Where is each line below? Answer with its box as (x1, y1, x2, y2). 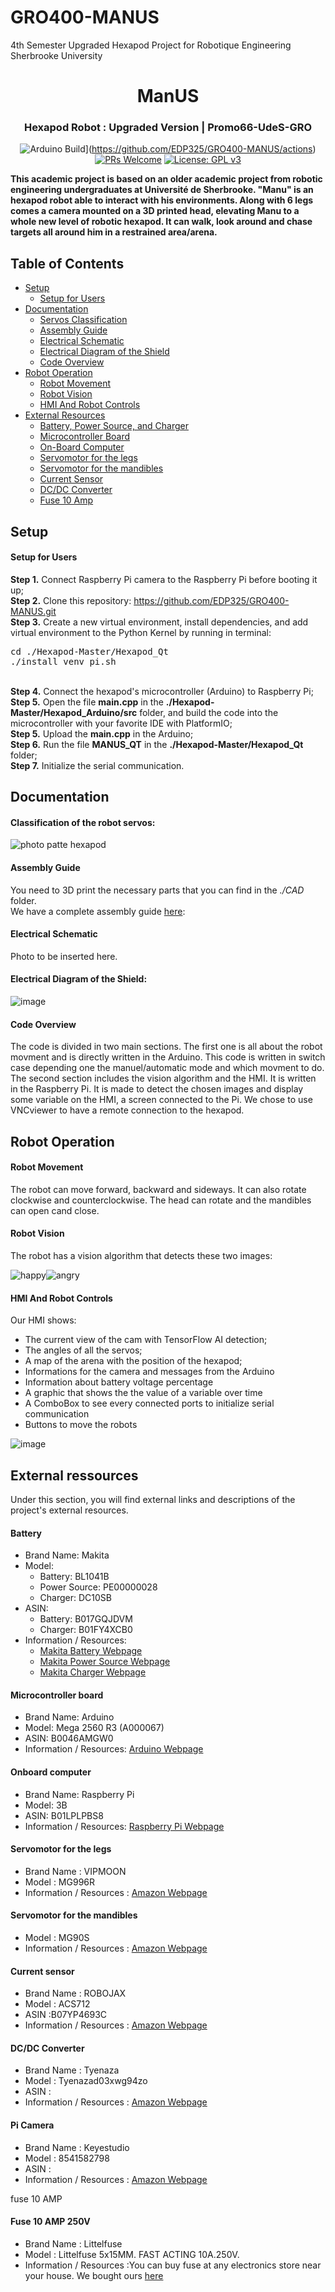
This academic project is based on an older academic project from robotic (10, 173, 323, 185)
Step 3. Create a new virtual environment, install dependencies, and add (10, 616, 309, 628)
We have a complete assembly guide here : (10, 905, 186, 917)
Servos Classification (39, 314, 128, 326)
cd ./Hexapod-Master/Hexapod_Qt (10, 646, 169, 657)
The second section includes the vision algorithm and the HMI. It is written (10, 1072, 317, 1085)
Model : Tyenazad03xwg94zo (24, 2075, 148, 2087)
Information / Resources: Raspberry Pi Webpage (24, 1820, 225, 1832)
